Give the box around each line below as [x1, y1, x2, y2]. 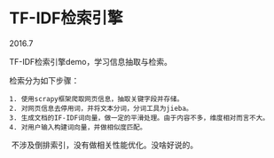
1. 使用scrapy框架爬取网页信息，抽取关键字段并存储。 [9, 94, 184, 103]
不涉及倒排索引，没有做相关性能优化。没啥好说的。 [11, 139, 198, 150]
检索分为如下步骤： [9, 75, 80, 85]
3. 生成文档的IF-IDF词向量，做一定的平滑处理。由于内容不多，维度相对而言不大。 [9, 113, 270, 122]
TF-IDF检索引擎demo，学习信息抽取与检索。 [9, 56, 173, 67]
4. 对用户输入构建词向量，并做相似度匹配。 [9, 122, 147, 131]
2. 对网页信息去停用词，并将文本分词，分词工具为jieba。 [9, 104, 193, 113]
